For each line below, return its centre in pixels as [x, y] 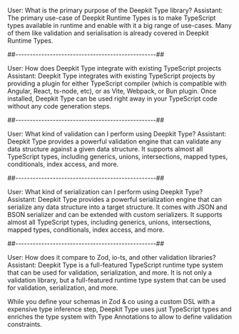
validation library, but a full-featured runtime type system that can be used [117, 280]
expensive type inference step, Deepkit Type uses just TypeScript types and [119, 309]
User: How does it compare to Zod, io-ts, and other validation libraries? [112, 257]
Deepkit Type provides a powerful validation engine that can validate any [115, 141]
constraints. [25, 324]
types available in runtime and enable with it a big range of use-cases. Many [119, 25]
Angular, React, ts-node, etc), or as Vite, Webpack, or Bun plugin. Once [112, 91]
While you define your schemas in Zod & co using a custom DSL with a [111, 302]
